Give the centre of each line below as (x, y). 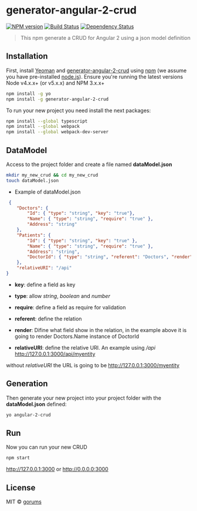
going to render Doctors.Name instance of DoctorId (77, 336)
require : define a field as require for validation (70, 307)
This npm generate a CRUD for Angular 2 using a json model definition (105, 38)
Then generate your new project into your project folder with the (84, 398)
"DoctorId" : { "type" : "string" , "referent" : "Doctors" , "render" (110, 257)
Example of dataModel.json (47, 192)
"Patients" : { (34, 235)
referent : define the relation (48, 319)
